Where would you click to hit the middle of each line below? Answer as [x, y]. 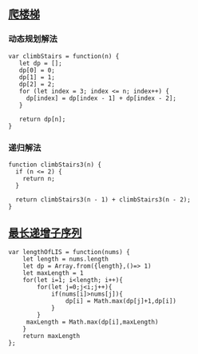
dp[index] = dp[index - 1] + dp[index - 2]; [101, 98]
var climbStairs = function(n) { [64, 56]
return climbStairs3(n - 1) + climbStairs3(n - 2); [103, 199]
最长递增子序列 [45, 233]
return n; [39, 178]
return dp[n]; [42, 119]
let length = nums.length [66, 259]
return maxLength [51, 336]
